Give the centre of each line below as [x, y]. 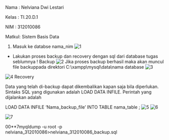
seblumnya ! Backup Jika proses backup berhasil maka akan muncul [88, 62]
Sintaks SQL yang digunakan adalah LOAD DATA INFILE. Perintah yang [78, 92]
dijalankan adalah [23, 97]
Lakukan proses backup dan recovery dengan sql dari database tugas [85, 56]
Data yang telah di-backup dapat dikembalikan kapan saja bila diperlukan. [82, 86]
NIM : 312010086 [23, 27]
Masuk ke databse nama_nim [43, 46]
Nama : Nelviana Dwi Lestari [35, 7]
